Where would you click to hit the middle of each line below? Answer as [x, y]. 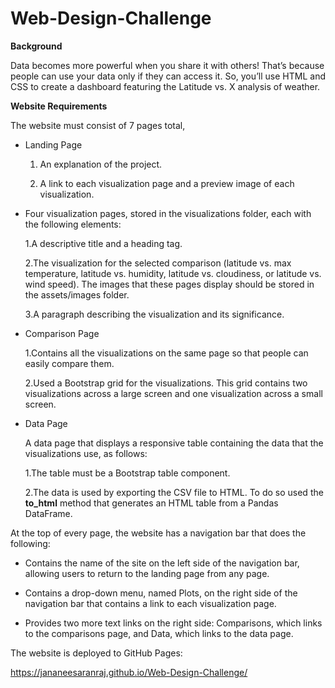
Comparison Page [62, 333]
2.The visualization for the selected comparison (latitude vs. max [158, 263]
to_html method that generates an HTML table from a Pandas [151, 503]
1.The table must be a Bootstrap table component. [127, 473]
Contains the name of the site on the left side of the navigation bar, [162, 563]
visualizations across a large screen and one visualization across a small [173, 393]
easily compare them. [69, 363]
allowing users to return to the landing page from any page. [147, 573]
